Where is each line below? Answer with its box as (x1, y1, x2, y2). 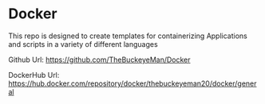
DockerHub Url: (8, 70, 60, 79)
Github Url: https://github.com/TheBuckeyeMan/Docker (8, 55, 191, 64)
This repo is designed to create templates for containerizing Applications (8, 31, 247, 40)
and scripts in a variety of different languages (8, 39, 158, 48)
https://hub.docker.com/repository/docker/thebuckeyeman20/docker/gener (8, 79, 257, 88)
